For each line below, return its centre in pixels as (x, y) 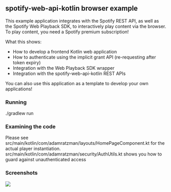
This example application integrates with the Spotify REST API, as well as (82, 21)
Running (16, 102)
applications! (19, 89)
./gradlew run (19, 113)
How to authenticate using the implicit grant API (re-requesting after (84, 57)
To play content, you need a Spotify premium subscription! (67, 32)
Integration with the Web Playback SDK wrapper (63, 68)
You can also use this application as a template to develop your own (77, 83)
